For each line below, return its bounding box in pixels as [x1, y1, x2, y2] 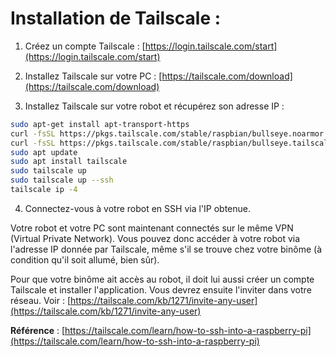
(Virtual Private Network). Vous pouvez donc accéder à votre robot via [10, 232, 301, 244]
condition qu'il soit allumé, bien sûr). [10, 253, 160, 266]
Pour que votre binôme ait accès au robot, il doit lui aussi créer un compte [10, 273, 315, 285]
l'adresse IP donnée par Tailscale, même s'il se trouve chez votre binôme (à [10, 243, 322, 255]
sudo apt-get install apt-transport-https [10, 119, 190, 129]
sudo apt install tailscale [10, 157, 128, 167]
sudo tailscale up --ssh [10, 175, 114, 186]
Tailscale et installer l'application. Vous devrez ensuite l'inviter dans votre [10, 283, 312, 296]
